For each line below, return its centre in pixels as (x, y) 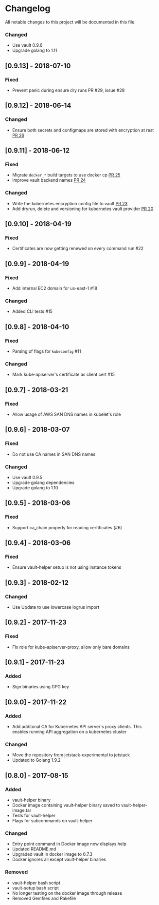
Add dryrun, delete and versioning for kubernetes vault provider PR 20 (83, 209)
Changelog (28, 9)
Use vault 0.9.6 (27, 45)
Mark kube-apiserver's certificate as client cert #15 (63, 375)
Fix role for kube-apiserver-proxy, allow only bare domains (71, 647)
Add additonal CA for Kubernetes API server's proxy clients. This (77, 727)
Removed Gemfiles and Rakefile (44, 898)
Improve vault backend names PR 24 (49, 180)
